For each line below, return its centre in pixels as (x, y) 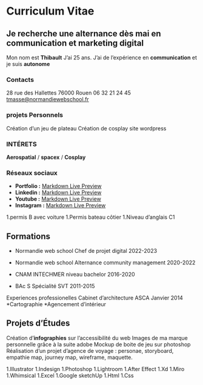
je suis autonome (28, 64)
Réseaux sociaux (32, 173)
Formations (28, 236)
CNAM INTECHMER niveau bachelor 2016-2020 (75, 274)
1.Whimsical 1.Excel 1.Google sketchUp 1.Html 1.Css (70, 375)
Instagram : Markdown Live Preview (60, 206)
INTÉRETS (22, 144)
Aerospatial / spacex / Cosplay (46, 157)
